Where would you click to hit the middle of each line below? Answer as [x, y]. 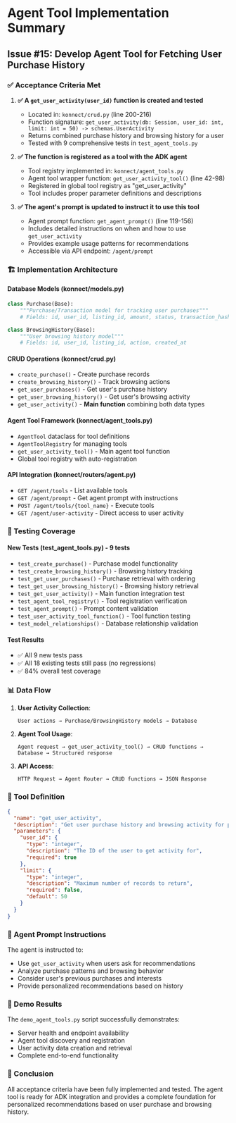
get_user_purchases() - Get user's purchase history [92, 390]
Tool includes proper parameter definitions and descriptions [115, 193]
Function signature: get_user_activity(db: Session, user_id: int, [126, 122]
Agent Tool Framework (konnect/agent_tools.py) [80, 421]
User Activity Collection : [54, 708]
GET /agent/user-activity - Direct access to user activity [100, 513]
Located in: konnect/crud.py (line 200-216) [90, 114]
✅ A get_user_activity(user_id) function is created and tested [110, 100]
